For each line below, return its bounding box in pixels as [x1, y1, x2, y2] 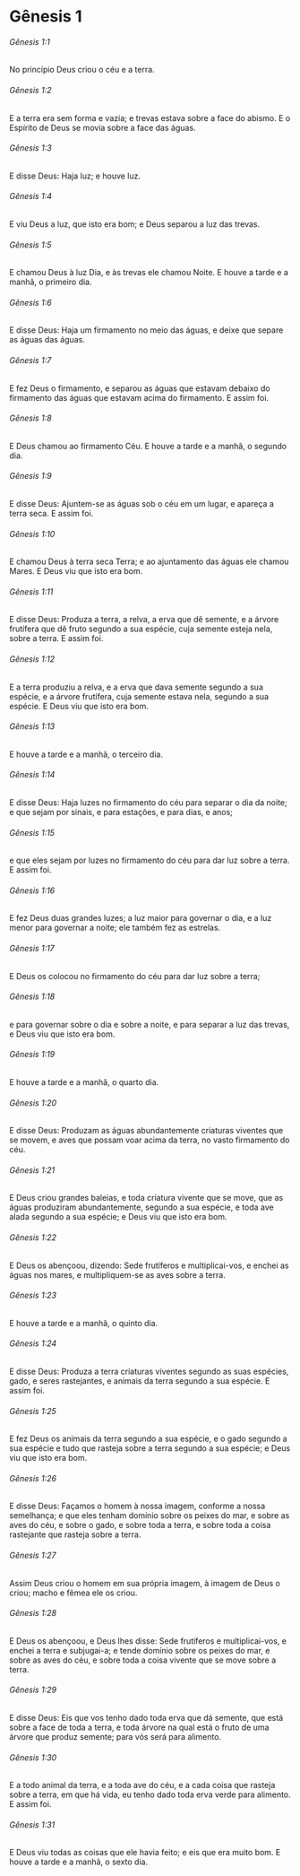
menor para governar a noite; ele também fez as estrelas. [9, 922, 221, 934]
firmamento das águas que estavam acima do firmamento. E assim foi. [9, 392, 270, 403]
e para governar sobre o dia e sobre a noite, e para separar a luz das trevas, [9, 1019, 290, 1029]
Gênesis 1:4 [9, 191, 52, 202]
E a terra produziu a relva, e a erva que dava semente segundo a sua [9, 682, 264, 692]
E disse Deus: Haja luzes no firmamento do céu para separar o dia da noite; [9, 797, 288, 808]
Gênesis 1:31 [9, 1819, 56, 1830]
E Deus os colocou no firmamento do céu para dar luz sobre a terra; [9, 970, 261, 981]
